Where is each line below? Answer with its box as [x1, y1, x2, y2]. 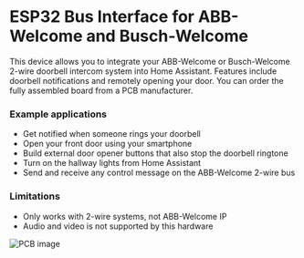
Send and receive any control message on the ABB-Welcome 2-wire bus [22, 167, 296, 179]
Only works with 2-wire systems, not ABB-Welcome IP [22, 211, 227, 222]
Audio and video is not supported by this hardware [22, 221, 214, 232]
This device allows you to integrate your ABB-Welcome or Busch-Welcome [9, 56, 290, 67]
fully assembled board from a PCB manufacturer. [9, 85, 194, 96]
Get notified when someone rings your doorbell [22, 129, 201, 139]
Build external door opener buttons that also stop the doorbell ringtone [22, 148, 289, 159]
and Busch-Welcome [86, 26, 249, 46]
